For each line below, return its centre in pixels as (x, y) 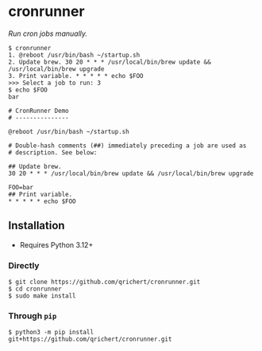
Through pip (33, 315)
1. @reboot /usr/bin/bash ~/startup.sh (74, 55)
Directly (24, 265)
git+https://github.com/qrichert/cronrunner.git (90, 339)
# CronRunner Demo (39, 111)
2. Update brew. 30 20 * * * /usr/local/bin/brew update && (110, 62)
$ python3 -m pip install (51, 333)
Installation (37, 226)
